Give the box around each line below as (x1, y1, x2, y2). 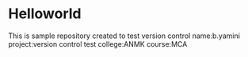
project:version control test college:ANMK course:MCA (8, 39, 188, 48)
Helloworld (8, 5, 82, 23)
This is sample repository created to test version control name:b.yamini (8, 31, 240, 40)
